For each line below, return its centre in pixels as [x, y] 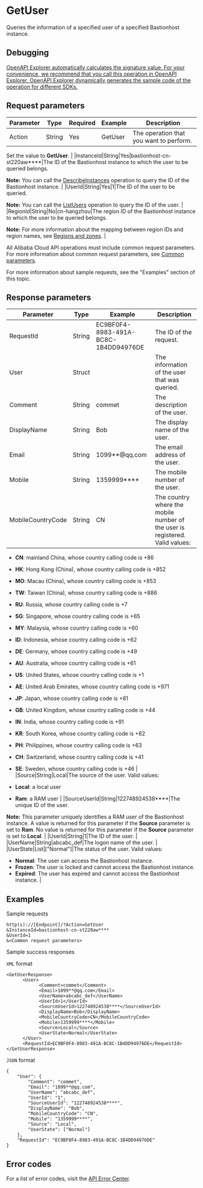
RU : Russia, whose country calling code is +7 [71, 605]
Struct [82, 372]
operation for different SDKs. [42, 87]
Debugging [28, 53]
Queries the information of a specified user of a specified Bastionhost [93, 27]
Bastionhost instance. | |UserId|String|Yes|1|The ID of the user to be [91, 186]
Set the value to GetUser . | [40, 156]
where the [169, 505]
